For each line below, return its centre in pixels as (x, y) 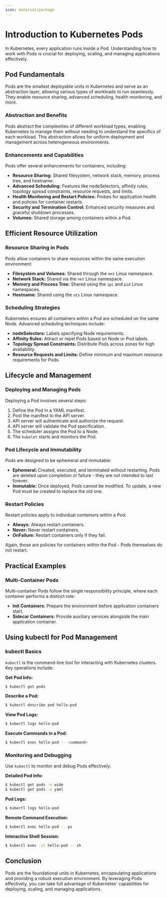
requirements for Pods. (36, 360)
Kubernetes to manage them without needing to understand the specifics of (83, 131)
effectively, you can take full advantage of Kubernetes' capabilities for (77, 884)
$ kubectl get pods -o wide (34, 785)
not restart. (17, 550)
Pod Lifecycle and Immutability (43, 449)
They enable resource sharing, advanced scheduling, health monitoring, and (83, 97)
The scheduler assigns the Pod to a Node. (55, 431)
